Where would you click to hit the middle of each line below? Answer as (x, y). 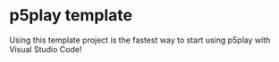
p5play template (71, 15)
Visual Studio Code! (46, 49)
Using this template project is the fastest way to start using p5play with (140, 40)
